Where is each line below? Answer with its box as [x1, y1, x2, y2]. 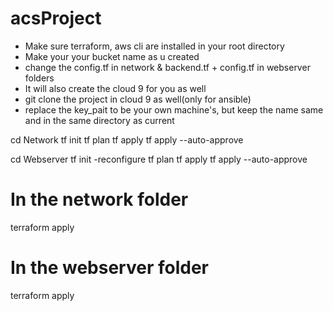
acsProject [10, 7, 102, 30]
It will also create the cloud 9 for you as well [24, 82, 207, 94]
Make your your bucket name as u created [24, 50, 200, 62]
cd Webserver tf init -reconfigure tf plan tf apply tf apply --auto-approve [10, 153, 308, 165]
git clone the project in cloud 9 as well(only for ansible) [24, 93, 252, 105]
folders [24, 72, 55, 84]
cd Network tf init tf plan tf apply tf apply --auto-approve [10, 133, 244, 146]
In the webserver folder [10, 257, 209, 279]
